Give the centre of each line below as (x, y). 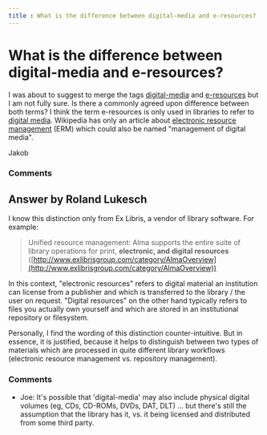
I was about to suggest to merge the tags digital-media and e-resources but (133, 95)
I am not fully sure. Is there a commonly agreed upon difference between (129, 103)
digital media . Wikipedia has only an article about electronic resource (122, 120)
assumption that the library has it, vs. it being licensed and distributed (135, 414)
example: (23, 227)
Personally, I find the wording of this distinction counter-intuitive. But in (125, 333)
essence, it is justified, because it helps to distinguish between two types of (133, 342)
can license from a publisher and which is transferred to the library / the (127, 292)
